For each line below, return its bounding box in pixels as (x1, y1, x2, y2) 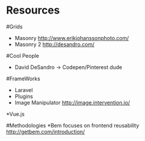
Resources (6, 4, 60, 17)
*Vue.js (6, 110, 25, 117)
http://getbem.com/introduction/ (6, 128, 85, 135)
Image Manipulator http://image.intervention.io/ (14, 99, 130, 106)
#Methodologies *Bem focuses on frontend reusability (6, 122, 140, 129)
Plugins (14, 93, 34, 100)
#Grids (6, 23, 23, 30)
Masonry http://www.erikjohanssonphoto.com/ (14, 34, 129, 41)
